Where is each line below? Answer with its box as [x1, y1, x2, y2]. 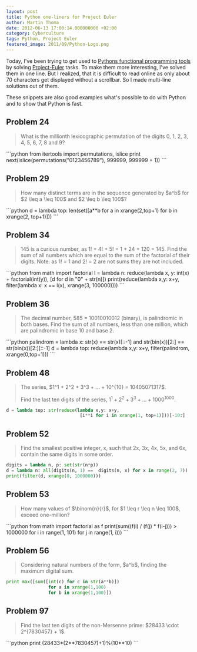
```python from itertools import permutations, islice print [6, 150, 141, 157]
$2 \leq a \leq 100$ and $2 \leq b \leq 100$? [20, 195, 127, 203]
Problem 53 [6, 489, 49, 499]
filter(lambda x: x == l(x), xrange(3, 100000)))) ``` [6, 282, 125, 289]
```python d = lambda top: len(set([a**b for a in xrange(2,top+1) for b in [6, 207, 178, 214]
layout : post [6, 8, 38, 15]
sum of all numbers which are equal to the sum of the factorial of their [20, 252, 190, 259]
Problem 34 [6, 230, 50, 240]
